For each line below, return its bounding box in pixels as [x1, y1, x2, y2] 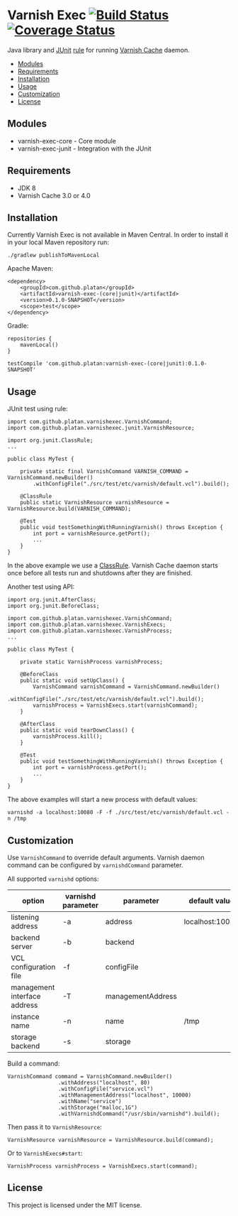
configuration [11, 962, 56, 972]
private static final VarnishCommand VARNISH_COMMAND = [20, 468, 189, 475]
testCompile [7, 360, 42, 367]
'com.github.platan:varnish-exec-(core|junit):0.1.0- [45, 360, 208, 367]
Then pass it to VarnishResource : [7, 1123, 103, 1131]
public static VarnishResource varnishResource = [20, 499, 170, 506]
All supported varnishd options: [7, 874, 99, 883]
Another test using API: [7, 582, 75, 591]
